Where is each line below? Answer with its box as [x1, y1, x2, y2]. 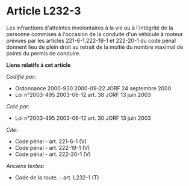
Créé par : [6, 102, 30, 110]
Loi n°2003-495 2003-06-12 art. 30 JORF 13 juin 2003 [14, 114, 152, 122]
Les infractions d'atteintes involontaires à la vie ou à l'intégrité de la [6, 24, 173, 31]
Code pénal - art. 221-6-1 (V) [14, 137, 87, 145]
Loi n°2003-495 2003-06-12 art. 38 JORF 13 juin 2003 [14, 91, 152, 98]
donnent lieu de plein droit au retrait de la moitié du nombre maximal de [6, 43, 184, 51]
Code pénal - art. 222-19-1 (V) [14, 144, 90, 151]
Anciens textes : [6, 162, 45, 169]
